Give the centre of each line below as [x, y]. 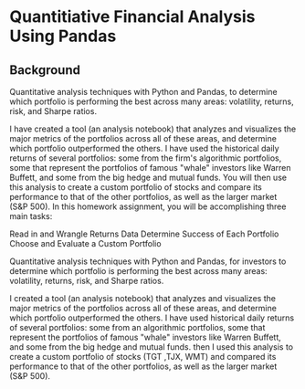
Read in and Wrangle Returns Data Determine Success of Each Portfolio [144, 234]
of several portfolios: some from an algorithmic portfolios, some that [137, 327]
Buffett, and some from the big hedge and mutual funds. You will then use [148, 177]
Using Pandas [63, 36]
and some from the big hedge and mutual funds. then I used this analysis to [152, 347]
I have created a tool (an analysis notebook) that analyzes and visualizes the [153, 129]
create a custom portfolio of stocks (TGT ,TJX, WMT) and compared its [143, 357]
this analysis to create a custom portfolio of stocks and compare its [136, 187]
